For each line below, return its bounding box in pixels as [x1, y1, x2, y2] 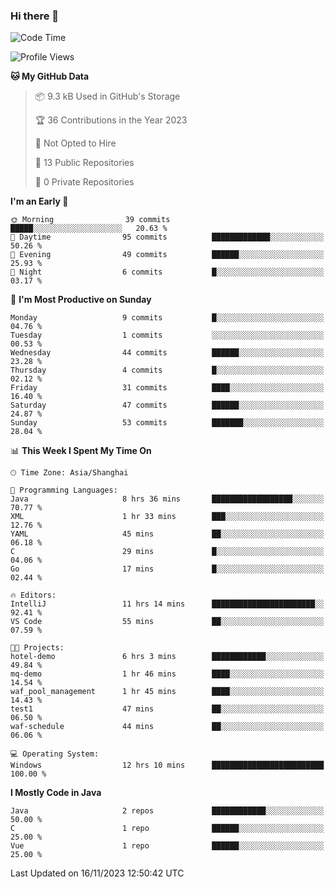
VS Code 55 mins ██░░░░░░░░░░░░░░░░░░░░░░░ [10, 617, 325, 627]
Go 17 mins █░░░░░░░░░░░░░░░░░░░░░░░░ [10, 564, 325, 574]
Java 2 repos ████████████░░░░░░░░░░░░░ [10, 806, 325, 816]
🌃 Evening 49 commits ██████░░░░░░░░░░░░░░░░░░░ [10, 250, 325, 260]
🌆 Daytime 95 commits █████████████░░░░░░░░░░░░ [10, 232, 325, 243]
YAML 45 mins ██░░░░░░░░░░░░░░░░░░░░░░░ [10, 529, 325, 539]
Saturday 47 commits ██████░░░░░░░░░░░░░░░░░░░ [10, 400, 325, 411]
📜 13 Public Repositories [34, 157, 135, 169]
